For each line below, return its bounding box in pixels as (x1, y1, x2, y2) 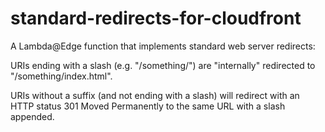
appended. (10, 110, 55, 122)
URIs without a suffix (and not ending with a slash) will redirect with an (10, 89, 300, 101)
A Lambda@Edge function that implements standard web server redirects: (10, 40, 316, 52)
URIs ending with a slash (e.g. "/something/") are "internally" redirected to (10, 59, 316, 71)
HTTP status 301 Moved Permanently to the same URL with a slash (10, 100, 286, 112)
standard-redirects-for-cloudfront (10, 7, 302, 30)
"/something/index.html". (10, 70, 113, 82)
